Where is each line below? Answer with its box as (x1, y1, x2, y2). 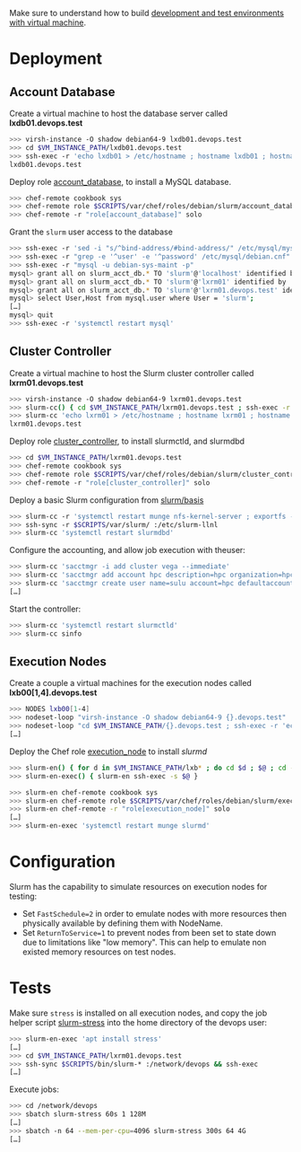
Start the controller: (9, 603, 82, 614)
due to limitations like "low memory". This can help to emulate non (21, 937, 267, 947)
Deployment (9, 48, 103, 69)
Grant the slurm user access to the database (9, 226, 173, 237)
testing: (9, 891, 38, 901)
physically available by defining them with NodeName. (21, 918, 224, 928)
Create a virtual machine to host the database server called (9, 108, 228, 119)
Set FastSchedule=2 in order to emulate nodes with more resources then (21, 908, 288, 919)
